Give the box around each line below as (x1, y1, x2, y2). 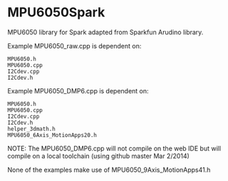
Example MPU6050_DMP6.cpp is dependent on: (7, 86, 149, 95)
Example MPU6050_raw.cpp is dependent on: (7, 41, 142, 50)
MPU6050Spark (7, 4, 105, 21)
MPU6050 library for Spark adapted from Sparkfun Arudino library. (7, 28, 204, 36)
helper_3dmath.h (7, 125, 56, 133)
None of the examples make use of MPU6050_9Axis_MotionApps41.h (7, 165, 211, 174)
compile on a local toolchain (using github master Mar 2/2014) (7, 151, 190, 160)
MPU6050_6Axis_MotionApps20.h (7, 131, 98, 139)
